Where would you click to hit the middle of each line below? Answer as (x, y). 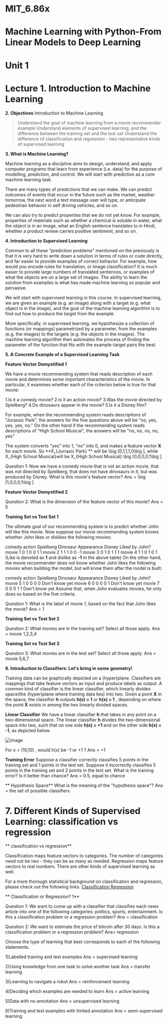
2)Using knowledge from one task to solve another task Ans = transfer (78, 967)
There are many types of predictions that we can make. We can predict (78, 189)
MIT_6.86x (28, 9)
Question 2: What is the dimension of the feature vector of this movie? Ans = (84, 501)
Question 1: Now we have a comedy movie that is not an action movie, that (82, 466)
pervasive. (16, 288)
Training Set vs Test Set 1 (32, 517)
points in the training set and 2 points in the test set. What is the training (79, 770)
